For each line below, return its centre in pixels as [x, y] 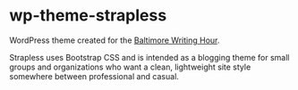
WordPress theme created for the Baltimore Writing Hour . [115, 40]
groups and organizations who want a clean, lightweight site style [130, 67]
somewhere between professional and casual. [94, 76]
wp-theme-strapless [88, 16]
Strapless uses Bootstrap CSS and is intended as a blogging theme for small [149, 57]
